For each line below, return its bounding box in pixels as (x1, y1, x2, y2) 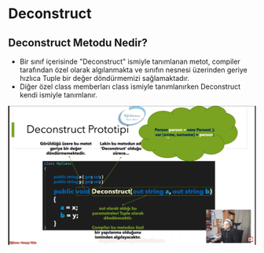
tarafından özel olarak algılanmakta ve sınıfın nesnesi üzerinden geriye (19, 65, 247, 75)
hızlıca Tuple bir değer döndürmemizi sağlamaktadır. (19, 74, 190, 82)
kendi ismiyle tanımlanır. (19, 90, 98, 99)
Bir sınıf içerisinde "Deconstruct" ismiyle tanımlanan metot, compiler (19, 57, 241, 66)
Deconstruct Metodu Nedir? (8, 36, 148, 49)
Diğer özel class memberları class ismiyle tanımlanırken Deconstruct (19, 82, 241, 91)
